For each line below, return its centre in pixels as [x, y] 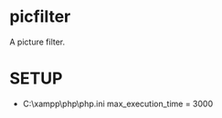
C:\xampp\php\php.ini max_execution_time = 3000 [118, 103]
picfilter [40, 17]
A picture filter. [37, 42]
